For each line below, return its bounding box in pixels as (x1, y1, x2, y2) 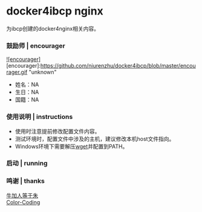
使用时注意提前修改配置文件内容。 (15, 127, 100, 135)
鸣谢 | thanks (6, 177, 45, 185)
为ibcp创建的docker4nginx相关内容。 (6, 25, 100, 32)
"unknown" (28, 68, 57, 76)
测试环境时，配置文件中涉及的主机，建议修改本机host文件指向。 (15, 135, 175, 143)
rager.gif (6, 68, 28, 76)
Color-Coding (6, 198, 41, 206)
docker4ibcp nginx (6, 4, 104, 18)
